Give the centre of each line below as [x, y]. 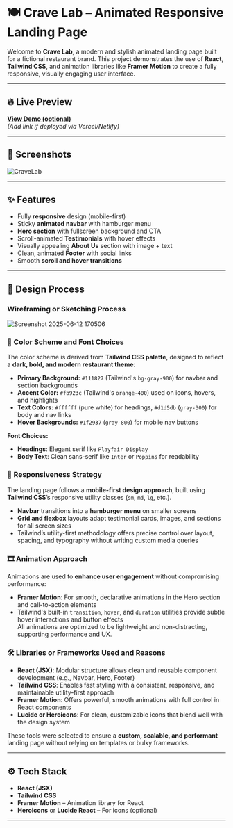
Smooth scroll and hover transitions [70, 261]
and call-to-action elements [57, 604]
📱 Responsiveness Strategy [54, 475]
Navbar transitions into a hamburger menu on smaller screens [107, 510]
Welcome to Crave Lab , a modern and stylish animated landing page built [112, 51]
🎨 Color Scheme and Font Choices [66, 342]
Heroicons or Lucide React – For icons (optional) [87, 811]
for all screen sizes [44, 526]
